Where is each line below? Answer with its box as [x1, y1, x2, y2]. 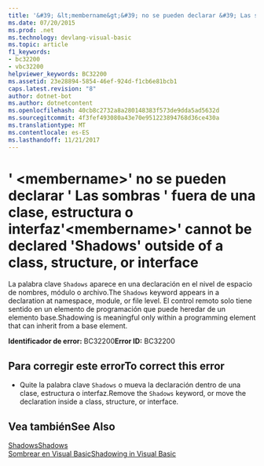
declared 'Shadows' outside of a [8, 237, 224, 254]
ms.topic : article [8, 41, 68, 49]
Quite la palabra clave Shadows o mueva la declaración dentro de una [19, 380, 241, 390]
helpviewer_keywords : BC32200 [8, 70, 108, 78]
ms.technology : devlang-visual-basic [8, 33, 132, 42]
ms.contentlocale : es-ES [8, 128, 90, 136]
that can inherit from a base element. [8, 321, 128, 331]
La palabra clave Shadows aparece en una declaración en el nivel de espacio [8, 279, 253, 289]
